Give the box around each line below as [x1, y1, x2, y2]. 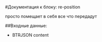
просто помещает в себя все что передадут [5, 14, 97, 19]
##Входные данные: [5, 23, 47, 28]
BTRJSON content [12, 32, 49, 38]
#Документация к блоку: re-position [5, 4, 81, 10]
